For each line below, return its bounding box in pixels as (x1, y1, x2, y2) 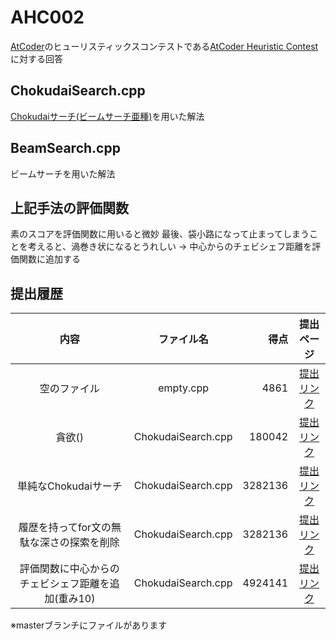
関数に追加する (18, 253, 81, 265)
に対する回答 (10, 52, 63, 65)
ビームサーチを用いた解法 (10, 167, 116, 180)
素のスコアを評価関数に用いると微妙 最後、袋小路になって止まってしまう (10, 228, 310, 240)
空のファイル (39, 382, 100, 396)
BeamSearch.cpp (10, 140, 121, 157)
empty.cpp (158, 381, 209, 395)
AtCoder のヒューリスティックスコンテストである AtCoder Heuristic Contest (10, 40, 319, 52)
